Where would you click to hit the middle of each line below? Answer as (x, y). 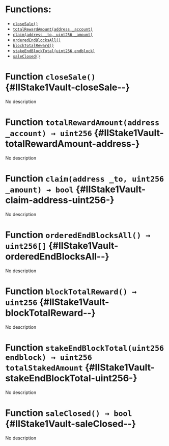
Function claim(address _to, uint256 (85, 178)
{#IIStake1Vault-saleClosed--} (71, 424)
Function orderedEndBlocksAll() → (78, 235)
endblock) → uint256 (49, 358)
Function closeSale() (50, 77)
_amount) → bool (39, 190)
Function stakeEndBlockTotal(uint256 (85, 347)
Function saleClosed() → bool (69, 413)
